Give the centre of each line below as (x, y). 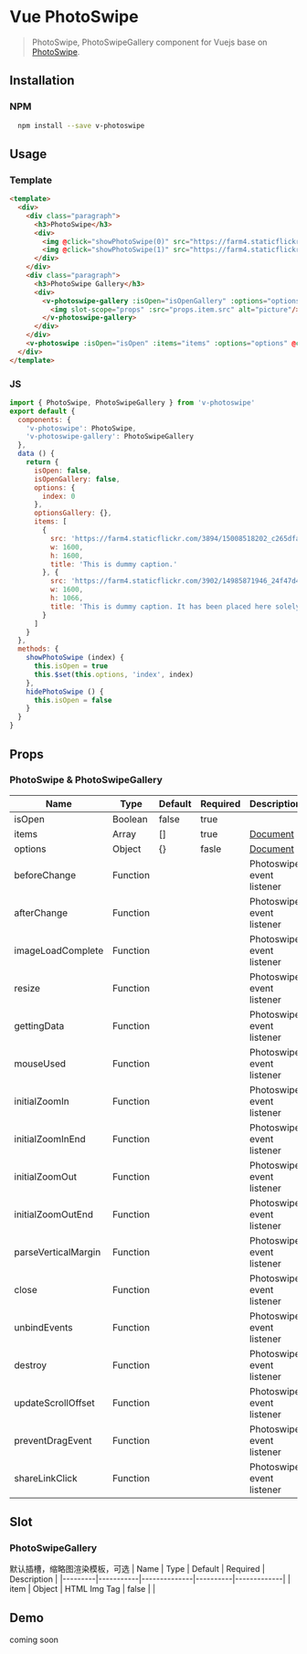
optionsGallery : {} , (73, 514)
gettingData (39, 1025)
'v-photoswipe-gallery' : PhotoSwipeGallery (110, 437)
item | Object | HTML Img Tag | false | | (83, 1589)
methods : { (38, 649)
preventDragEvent (53, 1440)
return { (42, 462)
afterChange (41, 913)
